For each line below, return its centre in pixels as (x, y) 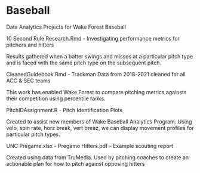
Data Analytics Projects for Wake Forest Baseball (66, 27)
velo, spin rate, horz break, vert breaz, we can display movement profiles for (100, 128)
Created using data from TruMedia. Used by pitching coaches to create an (98, 157)
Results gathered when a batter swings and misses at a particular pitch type (100, 56)
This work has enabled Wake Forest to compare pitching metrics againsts (96, 92)
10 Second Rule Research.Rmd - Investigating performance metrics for (93, 38)
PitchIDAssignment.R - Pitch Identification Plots (64, 110)
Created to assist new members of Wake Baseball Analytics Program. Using (99, 121)
